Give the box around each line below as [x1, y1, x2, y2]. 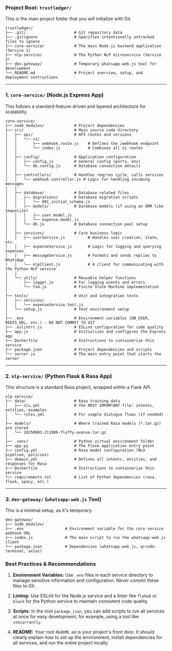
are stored [5, 425, 29, 430]
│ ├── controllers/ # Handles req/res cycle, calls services [5, 172, 164, 178]
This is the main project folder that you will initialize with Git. [5, 16, 132, 22]
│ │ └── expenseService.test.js [5, 302, 83, 307]
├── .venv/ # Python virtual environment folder [5, 439, 155, 444]
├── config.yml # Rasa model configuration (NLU [5, 447, 145, 453]
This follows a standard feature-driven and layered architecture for [5, 103, 146, 109]
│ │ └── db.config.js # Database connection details [5, 163, 141, 168]
